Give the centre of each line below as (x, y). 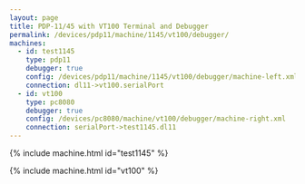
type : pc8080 (50, 102)
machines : (28, 43)
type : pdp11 (48, 60)
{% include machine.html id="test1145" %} (89, 153)
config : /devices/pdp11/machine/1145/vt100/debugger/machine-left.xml (162, 77)
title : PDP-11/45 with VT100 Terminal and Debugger (109, 26)
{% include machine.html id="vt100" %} (84, 170)
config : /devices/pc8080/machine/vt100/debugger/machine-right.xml (156, 119)
